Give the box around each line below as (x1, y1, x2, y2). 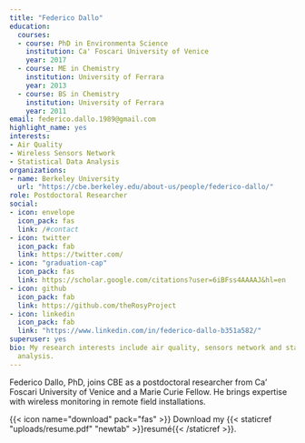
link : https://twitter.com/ (17, 250, 124, 259)
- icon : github (9, 284, 67, 293)
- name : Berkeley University (9, 174, 120, 183)
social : (9, 199, 39, 209)
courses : (17, 30, 51, 39)
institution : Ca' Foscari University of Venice (25, 47, 209, 56)
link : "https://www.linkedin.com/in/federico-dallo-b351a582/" (17, 327, 261, 336)
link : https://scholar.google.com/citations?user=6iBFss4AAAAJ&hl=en (17, 276, 286, 285)
